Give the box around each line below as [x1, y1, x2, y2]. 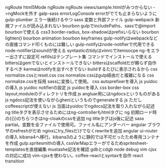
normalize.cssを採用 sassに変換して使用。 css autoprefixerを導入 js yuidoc [5, 79, 158, 84]
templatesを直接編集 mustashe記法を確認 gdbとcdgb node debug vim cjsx [5, 146, 157, 152]
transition [5, 158, 25, 164]
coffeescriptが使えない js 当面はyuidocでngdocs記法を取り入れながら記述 [5, 103, 155, 109]
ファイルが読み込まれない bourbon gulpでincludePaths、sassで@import [9, 23, 156, 29]
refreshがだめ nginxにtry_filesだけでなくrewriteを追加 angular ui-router [13, 128, 158, 133]
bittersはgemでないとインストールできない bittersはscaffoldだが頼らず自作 [5, 60, 157, 66]
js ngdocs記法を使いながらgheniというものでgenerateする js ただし [5, 97, 142, 103]
